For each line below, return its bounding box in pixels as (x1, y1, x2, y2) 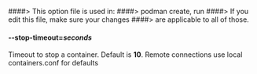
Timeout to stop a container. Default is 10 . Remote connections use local (8, 50, 243, 59)
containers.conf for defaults (8, 58, 99, 68)
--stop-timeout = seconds (8, 33, 93, 42)
